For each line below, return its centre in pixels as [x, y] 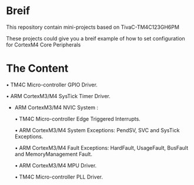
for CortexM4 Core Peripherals [44, 45]
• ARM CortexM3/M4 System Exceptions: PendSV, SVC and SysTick [97, 130]
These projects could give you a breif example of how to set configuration [96, 38]
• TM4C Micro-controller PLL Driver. [59, 177]
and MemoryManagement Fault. [53, 154]
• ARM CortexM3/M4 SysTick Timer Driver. [58, 96]
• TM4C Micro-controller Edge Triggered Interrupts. [78, 119]
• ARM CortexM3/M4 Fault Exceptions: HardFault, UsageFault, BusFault [101, 147]
